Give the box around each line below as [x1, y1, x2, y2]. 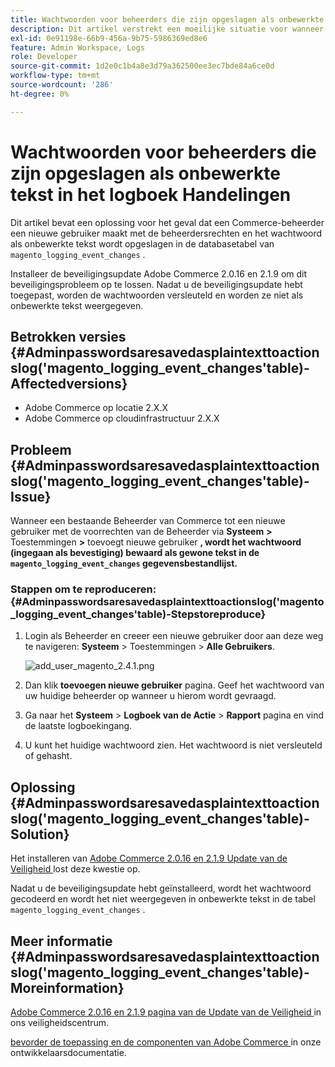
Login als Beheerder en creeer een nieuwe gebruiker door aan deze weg [24, 630, 324, 642]
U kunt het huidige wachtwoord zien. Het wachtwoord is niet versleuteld [24, 739, 323, 751]
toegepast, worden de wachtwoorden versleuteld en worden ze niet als [10, 289, 304, 301]
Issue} [10, 488, 52, 505]
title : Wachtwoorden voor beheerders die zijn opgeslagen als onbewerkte [10, 14, 325, 25]
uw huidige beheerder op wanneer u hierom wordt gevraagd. [24, 690, 277, 702]
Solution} [10, 826, 70, 843]
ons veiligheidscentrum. [10, 1017, 110, 1029]
